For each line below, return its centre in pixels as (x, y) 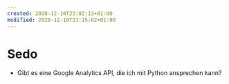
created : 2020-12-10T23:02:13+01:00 (60, 13)
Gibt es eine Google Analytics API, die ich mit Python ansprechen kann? (119, 73)
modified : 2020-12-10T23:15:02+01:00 (62, 20)
